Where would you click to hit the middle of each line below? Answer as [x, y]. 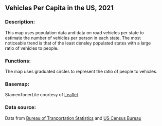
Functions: [18, 61]
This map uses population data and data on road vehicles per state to [74, 32]
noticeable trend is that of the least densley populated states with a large [78, 43]
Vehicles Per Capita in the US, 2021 [59, 8]
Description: [20, 22]
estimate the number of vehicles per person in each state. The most [73, 38]
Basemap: [17, 84]
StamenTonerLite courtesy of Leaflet [42, 95]
